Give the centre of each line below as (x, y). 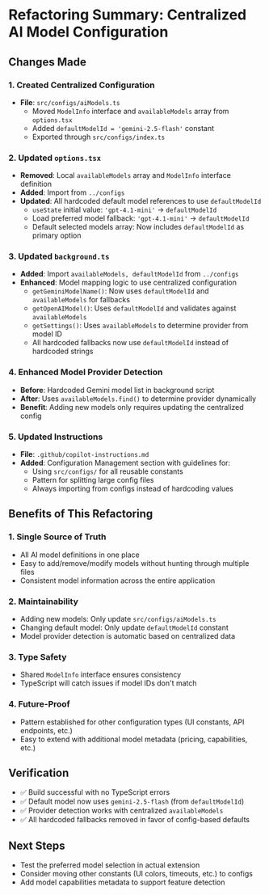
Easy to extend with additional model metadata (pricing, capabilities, (134, 739)
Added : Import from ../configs (72, 192)
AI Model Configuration (88, 32)
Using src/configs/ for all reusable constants (107, 471)
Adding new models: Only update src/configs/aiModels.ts (118, 619)
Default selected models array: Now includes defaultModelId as (138, 227)
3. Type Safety (38, 656)
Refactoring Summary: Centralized (128, 15)
